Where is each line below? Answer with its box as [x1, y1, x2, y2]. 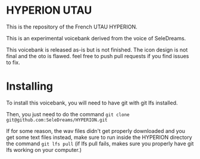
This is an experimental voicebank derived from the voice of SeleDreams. [6, 34, 186, 42]
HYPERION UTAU [6, 4, 92, 17]
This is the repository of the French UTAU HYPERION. [6, 23, 138, 30]
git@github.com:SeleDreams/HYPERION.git [6, 117, 108, 123]
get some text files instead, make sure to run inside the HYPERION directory [6, 133, 192, 141]
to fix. [6, 59, 21, 66]
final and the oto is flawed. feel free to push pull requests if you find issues [6, 52, 189, 59]
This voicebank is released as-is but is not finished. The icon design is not [6, 46, 188, 53]
